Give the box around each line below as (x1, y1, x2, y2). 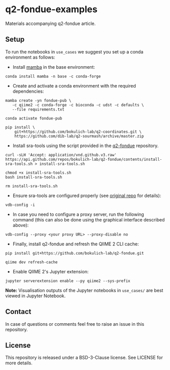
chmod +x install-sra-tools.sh (5, 170, 72, 175)
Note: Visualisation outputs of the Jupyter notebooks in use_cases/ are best (5, 287, 163, 293)
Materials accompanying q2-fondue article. (5, 20, 96, 26)
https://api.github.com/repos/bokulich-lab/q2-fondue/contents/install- (5, 157, 162, 162)
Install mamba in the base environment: (12, 64, 95, 70)
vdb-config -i (5, 202, 36, 207)
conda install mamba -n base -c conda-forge (5, 74, 101, 79)
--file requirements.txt (12, 107, 65, 112)
